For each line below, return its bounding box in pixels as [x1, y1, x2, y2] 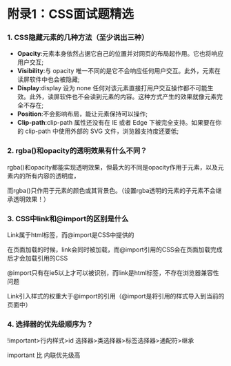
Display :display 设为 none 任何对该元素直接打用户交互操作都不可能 [17, 84, 208, 92]
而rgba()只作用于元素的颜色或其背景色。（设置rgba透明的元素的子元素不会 [7, 186, 216, 194]
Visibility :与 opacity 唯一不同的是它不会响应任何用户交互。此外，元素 [17, 67, 215, 75]
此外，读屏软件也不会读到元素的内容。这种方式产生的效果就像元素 [29, 92, 217, 101]
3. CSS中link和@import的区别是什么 [7, 214, 129, 223]
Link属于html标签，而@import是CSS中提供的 [7, 231, 134, 239]
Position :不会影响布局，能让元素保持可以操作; [17, 110, 148, 118]
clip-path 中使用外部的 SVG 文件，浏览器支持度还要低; [25, 127, 179, 135]
